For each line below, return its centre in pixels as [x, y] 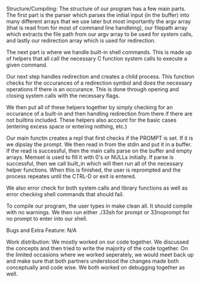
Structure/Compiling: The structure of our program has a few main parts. [96, 9]
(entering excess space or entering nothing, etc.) [67, 126]
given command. [27, 65]
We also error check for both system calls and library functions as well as [97, 188]
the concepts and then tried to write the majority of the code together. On [97, 248]
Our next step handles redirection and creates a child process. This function [100, 76]
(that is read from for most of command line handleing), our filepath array [97, 28]
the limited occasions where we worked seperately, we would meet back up [100, 255]
